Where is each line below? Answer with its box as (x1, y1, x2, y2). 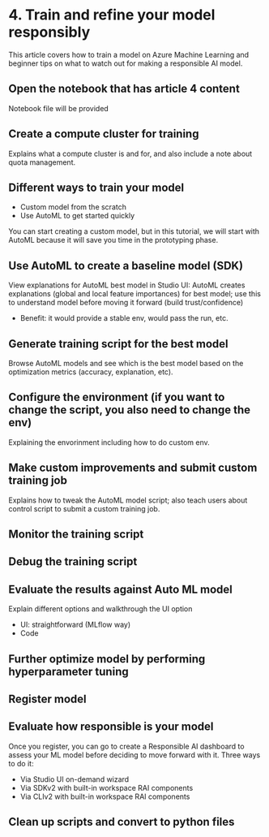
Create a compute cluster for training (8, 127, 199, 141)
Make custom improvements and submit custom (8, 461, 258, 475)
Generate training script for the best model (8, 337, 228, 351)
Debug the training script (8, 554, 138, 569)
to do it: (8, 758, 34, 768)
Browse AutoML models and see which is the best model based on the (8, 359, 244, 368)
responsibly (8, 23, 91, 41)
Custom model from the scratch (19, 202, 127, 212)
